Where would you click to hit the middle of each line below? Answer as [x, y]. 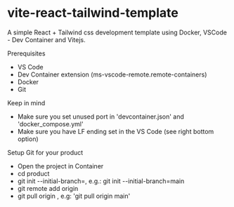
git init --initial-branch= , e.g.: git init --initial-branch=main [101, 181]
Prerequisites [26, 53]
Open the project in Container [60, 166]
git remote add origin [48, 188]
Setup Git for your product [45, 152]
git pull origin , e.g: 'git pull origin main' [74, 196]
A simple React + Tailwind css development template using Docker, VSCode [117, 32]
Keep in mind [26, 102]
